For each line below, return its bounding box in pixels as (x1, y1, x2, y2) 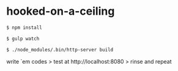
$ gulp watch (6, 35, 40, 42)
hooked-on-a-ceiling (6, 4, 115, 18)
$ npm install (6, 24, 43, 31)
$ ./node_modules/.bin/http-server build (6, 47, 114, 53)
